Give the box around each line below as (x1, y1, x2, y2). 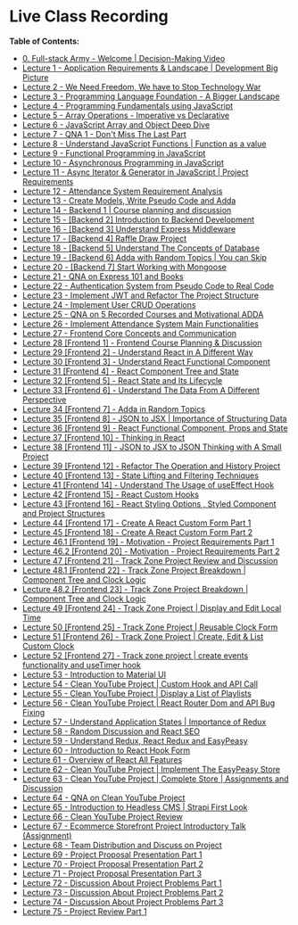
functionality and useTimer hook (21, 659, 141, 670)
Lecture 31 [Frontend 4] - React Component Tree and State (21, 366, 239, 376)
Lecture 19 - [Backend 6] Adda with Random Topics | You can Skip (21, 252, 268, 262)
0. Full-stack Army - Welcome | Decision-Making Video (21, 53, 226, 63)
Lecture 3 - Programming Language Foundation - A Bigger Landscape (21, 91, 280, 102)
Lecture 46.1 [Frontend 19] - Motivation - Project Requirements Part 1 (21, 536, 275, 547)
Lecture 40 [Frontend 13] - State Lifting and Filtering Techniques (21, 470, 259, 481)
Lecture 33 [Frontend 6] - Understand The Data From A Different (21, 384, 261, 395)
